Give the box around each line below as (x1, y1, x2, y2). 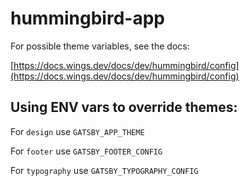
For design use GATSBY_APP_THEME (10, 125, 145, 137)
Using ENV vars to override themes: (10, 99, 238, 116)
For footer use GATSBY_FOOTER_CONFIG (10, 145, 163, 157)
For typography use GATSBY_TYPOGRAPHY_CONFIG (10, 164, 199, 176)
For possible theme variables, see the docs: (10, 40, 190, 52)
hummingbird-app (10, 7, 165, 30)
